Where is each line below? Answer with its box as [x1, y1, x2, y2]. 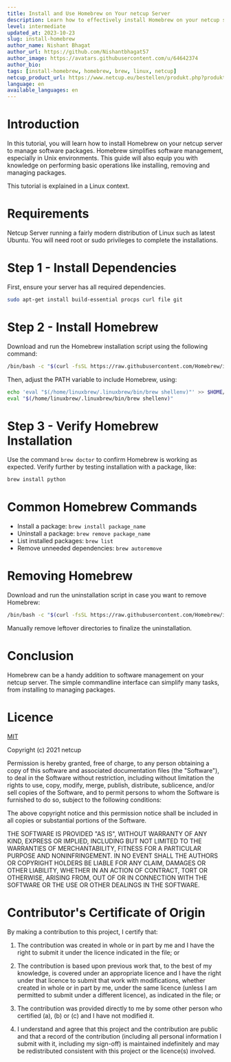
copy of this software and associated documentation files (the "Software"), [7, 766, 220, 774]
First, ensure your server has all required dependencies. [7, 283, 166, 291]
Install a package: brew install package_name [16, 522, 146, 531]
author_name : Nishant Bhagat [7, 42, 91, 49]
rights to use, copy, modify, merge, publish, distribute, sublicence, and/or [7, 780, 215, 789]
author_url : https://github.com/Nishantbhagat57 [7, 49, 149, 56]
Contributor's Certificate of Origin [7, 905, 206, 920]
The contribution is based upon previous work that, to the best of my [16, 962, 212, 970]
